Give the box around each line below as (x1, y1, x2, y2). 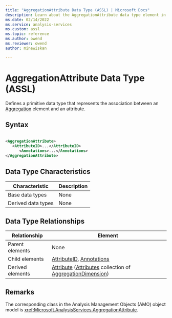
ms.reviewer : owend (5, 41, 47, 46)
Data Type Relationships (5, 216, 85, 226)
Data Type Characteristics (5, 167, 91, 176)
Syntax (5, 120, 29, 129)
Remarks (5, 288, 35, 296)
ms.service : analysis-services (5, 22, 72, 27)
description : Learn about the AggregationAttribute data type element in (5, 12, 166, 17)
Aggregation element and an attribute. (5, 106, 86, 112)
